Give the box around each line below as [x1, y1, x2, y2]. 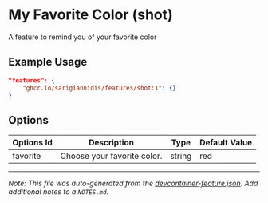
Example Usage [8, 55, 88, 69]
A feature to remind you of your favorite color [8, 32, 157, 42]
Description [89, 137, 134, 149]
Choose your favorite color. [60, 150, 163, 161]
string [170, 150, 192, 161]
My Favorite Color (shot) [8, 6, 173, 24]
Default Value [199, 137, 253, 149]
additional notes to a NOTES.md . [8, 187, 109, 197]
